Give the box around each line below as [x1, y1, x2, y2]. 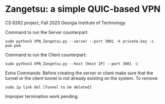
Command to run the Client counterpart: [5, 52, 87, 58]
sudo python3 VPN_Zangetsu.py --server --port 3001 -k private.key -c [5, 38, 154, 44]
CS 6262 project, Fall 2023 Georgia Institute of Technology [5, 20, 126, 26]
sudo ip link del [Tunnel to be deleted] [5, 85, 92, 90]
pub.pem [5, 43, 21, 48]
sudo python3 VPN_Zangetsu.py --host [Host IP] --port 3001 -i [5, 61, 139, 66]
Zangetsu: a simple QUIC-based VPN [5, 3, 161, 15]
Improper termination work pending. [5, 93, 79, 99]
